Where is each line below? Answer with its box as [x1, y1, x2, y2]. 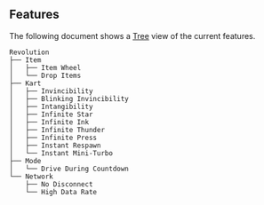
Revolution [9, 48, 50, 57]
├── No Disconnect [25, 179, 93, 189]
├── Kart [9, 79, 42, 88]
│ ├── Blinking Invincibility [9, 94, 129, 103]
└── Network [9, 172, 53, 181]
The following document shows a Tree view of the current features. [9, 30, 256, 41]
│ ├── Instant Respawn [9, 141, 101, 150]
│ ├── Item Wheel [9, 63, 82, 72]
